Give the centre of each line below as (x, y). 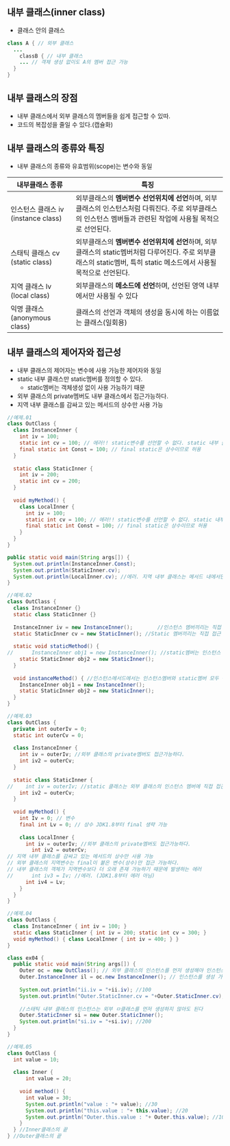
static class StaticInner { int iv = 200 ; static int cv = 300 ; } (110, 933)
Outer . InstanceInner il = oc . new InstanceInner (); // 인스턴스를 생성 (117, 977)
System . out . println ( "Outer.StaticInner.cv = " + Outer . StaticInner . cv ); (122, 996)
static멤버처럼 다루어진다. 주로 (149, 252)
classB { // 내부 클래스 (51, 56)
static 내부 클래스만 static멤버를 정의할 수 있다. (80, 379)
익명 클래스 (27, 309)
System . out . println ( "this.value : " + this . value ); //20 (106, 1110)
